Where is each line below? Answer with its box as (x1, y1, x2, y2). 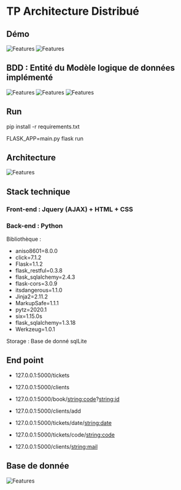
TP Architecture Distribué (6, 4, 140, 18)
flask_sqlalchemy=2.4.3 (15, 273, 75, 281)
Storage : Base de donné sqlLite (6, 338, 87, 345)
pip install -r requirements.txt (6, 123, 80, 130)
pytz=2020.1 (15, 306, 47, 314)
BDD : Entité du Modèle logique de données (6, 63, 175, 73)
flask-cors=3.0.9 (15, 280, 58, 287)
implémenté (6, 72, 53, 83)
